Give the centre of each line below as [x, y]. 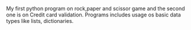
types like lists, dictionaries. [40, 21]
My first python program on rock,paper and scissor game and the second [96, 9]
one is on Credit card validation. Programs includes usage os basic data [94, 15]
